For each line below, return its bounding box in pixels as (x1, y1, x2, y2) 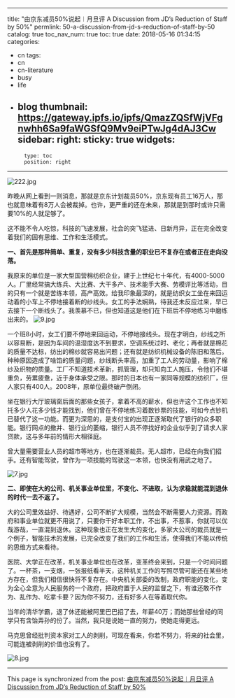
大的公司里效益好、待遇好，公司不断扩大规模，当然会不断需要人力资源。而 (7, 508, 222, 516)
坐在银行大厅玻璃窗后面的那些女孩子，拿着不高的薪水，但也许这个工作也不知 (7, 397, 228, 406)
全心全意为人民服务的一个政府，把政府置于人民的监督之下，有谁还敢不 (13, 583, 215, 592)
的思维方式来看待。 (7, 543, 63, 551)
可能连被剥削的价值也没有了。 (7, 639, 93, 648)
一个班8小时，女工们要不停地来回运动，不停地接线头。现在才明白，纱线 (7, 329, 213, 338)
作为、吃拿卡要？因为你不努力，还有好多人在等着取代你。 (25, 592, 191, 601)
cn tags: (17, 51, 41, 59)
